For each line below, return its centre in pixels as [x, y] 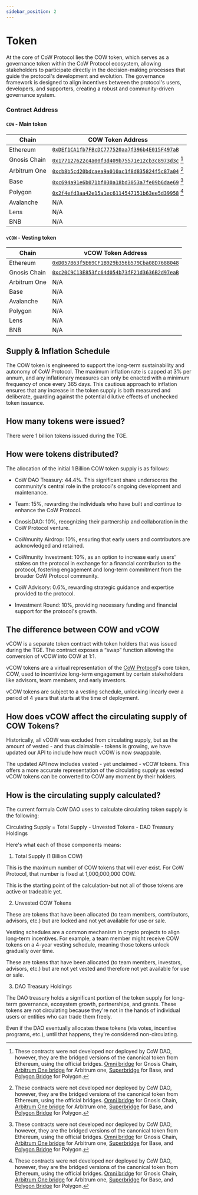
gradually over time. [30, 951]
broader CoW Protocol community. [57, 575]
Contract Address [32, 110]
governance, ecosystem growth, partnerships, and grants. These [98, 1004]
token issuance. [25, 403]
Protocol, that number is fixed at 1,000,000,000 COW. [71, 874]
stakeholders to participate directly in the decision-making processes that [96, 70]
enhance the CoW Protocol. [48, 510]
